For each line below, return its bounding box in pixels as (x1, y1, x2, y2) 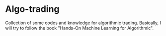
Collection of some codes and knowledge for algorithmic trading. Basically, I (5, 20, 162, 26)
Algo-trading (5, 3, 60, 15)
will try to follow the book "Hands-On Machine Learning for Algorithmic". (5, 25, 154, 31)
